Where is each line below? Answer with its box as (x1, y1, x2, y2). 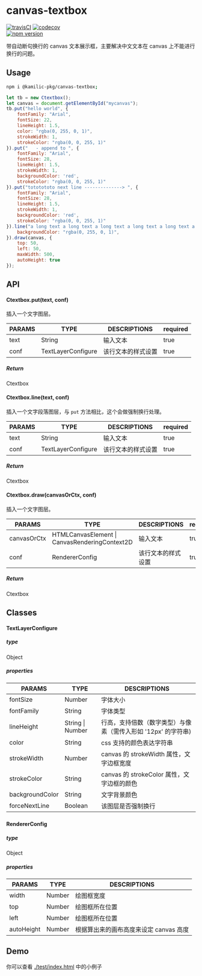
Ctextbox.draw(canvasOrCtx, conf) (6, 492, 97, 499)
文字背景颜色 (101, 790, 138, 799)
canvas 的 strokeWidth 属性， (101, 749, 185, 758)
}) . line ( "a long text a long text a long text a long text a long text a (6, 224, 195, 230)
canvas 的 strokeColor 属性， (101, 770, 183, 778)
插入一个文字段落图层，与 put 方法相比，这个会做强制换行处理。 (6, 408, 165, 415)
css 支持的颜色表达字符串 (101, 739, 173, 747)
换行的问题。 (6, 49, 38, 57)
